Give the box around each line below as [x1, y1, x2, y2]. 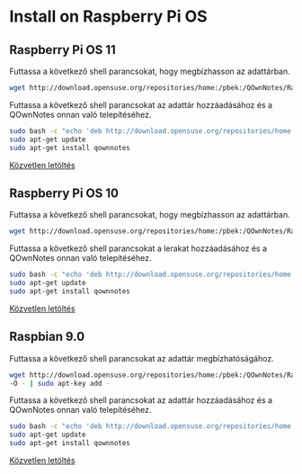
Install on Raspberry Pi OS [9, 6, 209, 27]
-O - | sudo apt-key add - [9, 379, 111, 388]
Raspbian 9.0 [9, 329, 85, 344]
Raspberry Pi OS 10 [9, 185, 120, 201]
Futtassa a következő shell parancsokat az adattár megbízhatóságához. [9, 353, 274, 363]
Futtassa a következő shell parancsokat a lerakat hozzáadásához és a [9, 243, 268, 254]
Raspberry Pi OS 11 [9, 42, 117, 58]
